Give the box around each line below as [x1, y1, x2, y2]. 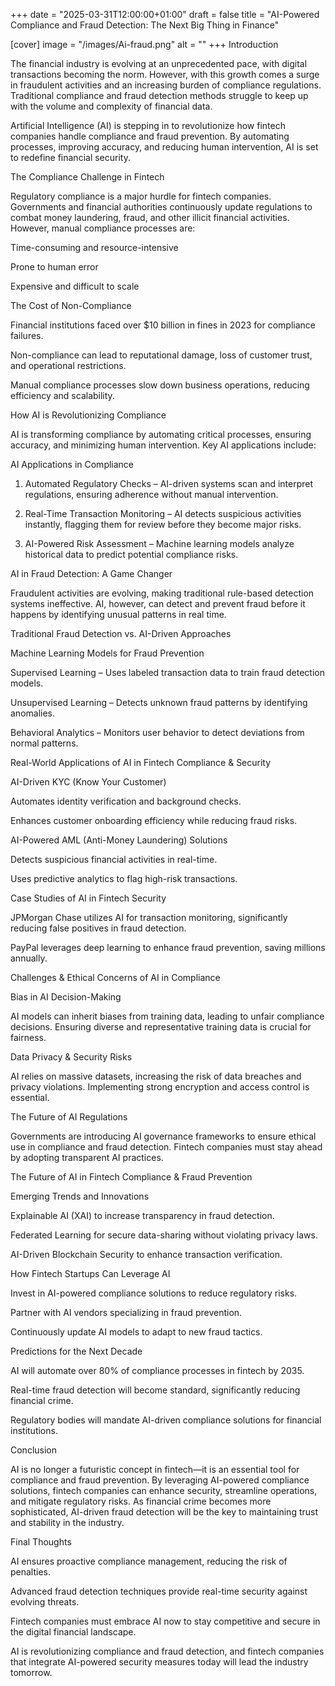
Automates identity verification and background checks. [10, 795, 242, 807]
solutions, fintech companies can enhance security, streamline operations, [10, 1485, 318, 1496]
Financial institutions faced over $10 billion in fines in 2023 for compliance [10, 319, 316, 331]
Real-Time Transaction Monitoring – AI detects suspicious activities [24, 508, 302, 519]
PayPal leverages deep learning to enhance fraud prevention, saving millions [10, 942, 326, 953]
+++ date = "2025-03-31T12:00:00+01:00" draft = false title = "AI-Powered [10, 9, 320, 20]
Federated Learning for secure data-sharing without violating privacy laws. [10, 1229, 318, 1241]
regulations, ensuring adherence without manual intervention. [24, 489, 279, 500]
